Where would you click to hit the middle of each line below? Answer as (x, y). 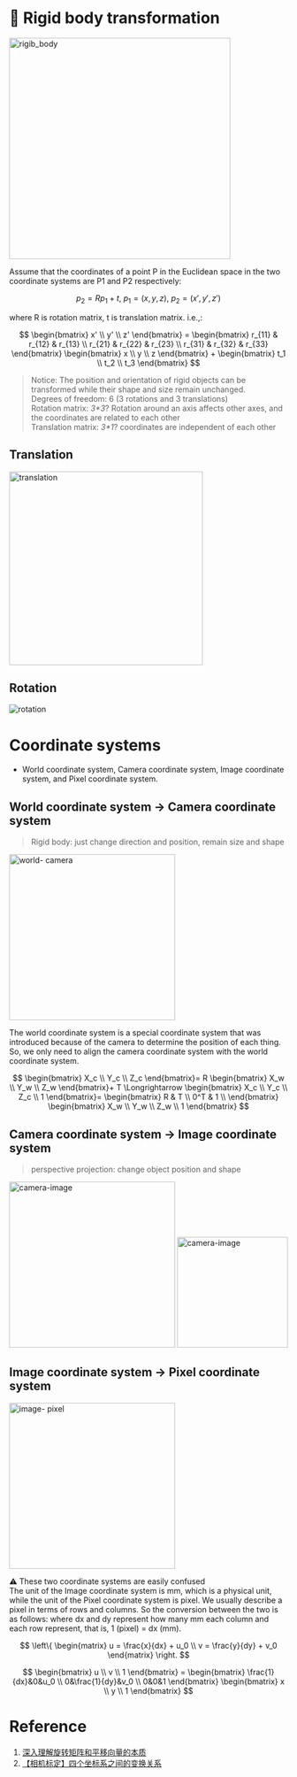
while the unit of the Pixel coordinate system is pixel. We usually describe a (146, 1600)
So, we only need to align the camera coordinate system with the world (138, 1051)
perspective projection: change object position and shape (136, 1169)
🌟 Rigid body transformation (115, 18)
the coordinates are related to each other (106, 417)
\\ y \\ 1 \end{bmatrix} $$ (148, 1690)
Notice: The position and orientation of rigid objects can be (138, 380)
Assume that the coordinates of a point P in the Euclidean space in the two (145, 271)
